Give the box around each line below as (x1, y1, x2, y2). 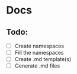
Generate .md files (14, 62, 60, 69)
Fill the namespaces (14, 49, 64, 56)
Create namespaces (14, 42, 64, 49)
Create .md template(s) (14, 56, 72, 63)
